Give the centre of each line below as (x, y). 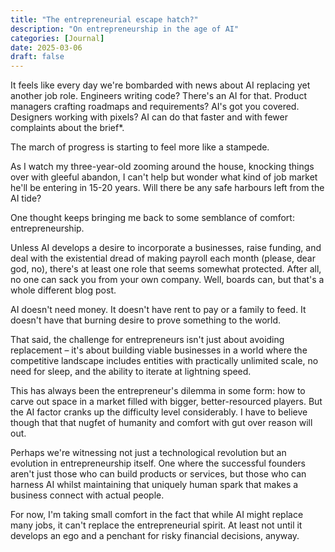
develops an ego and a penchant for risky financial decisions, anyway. (155, 536)
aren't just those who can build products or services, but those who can (158, 474)
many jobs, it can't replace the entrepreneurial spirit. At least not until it (156, 525)
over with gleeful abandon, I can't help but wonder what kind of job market (164, 177)
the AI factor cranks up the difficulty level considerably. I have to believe (159, 412)
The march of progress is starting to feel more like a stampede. (140, 147)
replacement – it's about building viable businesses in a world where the (159, 350)
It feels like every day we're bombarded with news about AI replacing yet (160, 85)
